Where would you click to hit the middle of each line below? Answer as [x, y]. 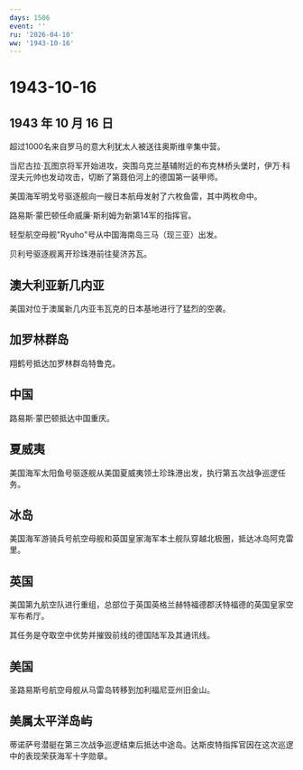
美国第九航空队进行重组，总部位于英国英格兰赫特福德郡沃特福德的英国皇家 [147, 605]
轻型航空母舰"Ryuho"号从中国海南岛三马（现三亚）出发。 [116, 235]
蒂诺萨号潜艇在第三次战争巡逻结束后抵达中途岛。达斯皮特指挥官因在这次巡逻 [151, 744]
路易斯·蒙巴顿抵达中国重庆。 [62, 418]
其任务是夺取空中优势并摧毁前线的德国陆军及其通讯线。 [112, 635]
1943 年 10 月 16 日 [62, 123]
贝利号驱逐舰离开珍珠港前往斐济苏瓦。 [80, 254]
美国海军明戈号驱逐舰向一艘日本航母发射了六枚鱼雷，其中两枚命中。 [136, 196]
